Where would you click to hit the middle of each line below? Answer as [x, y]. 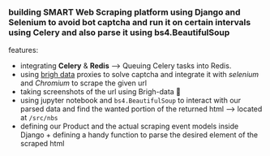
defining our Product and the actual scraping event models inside [129, 126]
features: [24, 50]
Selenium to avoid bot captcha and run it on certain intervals [130, 22]
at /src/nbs [39, 118]
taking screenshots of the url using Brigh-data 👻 [100, 92]
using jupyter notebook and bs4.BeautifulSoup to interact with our [131, 101]
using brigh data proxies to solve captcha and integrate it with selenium [139, 75]
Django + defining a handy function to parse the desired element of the [139, 135]
